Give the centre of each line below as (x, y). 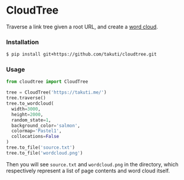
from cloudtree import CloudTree (47, 82)
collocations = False (35, 137)
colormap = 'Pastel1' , (37, 131)
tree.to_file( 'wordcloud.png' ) (45, 153)
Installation (23, 42)
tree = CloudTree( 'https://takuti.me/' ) (57, 92)
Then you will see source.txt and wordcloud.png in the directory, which (92, 164)
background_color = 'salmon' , (46, 126)
